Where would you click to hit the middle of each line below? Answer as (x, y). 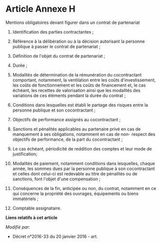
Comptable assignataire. (37, 208)
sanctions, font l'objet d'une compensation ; (56, 179)
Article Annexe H (40, 9)
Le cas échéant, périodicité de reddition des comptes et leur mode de (82, 149)
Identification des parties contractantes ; (53, 32)
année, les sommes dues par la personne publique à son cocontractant (83, 169)
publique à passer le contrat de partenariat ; (56, 46)
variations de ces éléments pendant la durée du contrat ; (69, 95)
